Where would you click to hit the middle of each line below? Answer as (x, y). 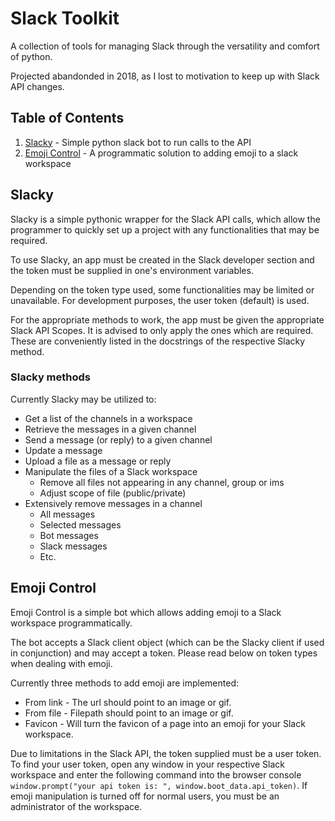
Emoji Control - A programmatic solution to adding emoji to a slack (161, 153)
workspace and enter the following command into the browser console (156, 774)
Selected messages (80, 524)
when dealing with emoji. (61, 663)
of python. (31, 56)
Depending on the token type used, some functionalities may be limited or (162, 289)
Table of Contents (67, 118)
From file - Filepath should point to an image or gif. (129, 713)
